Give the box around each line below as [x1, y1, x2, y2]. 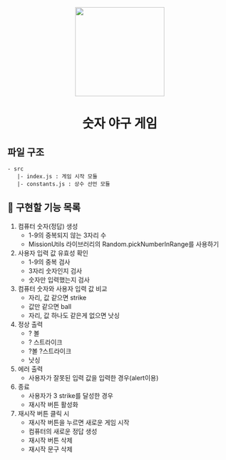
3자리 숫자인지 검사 [28, 266, 83, 275]
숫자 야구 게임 [82, 116, 158, 132]
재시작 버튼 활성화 [28, 400, 78, 409]
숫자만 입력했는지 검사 [28, 275, 91, 284]
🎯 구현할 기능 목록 [7, 202, 81, 214]
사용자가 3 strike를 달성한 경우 [28, 391, 114, 399]
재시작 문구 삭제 [28, 444, 73, 453]
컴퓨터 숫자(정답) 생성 [17, 222, 78, 230]
